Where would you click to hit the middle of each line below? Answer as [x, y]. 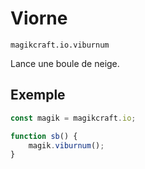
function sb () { [44, 136]
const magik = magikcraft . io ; [73, 118]
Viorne [39, 18]
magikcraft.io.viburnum [60, 45]
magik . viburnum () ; [66, 145]
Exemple [38, 95]
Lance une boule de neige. [65, 63]
